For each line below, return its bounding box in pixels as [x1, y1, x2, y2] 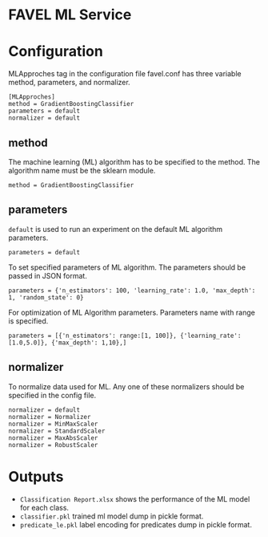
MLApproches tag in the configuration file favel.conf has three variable [8, 69, 242, 79]
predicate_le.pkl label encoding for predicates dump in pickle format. [19, 519, 252, 529]
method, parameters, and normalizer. [8, 78, 130, 87]
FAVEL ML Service [8, 6, 132, 24]
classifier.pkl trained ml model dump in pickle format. [19, 511, 204, 521]
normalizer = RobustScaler [8, 441, 98, 449]
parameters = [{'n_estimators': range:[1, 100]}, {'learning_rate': [8, 332, 242, 340]
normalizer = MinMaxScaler [8, 420, 98, 428]
